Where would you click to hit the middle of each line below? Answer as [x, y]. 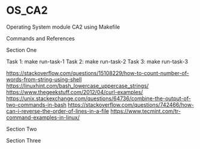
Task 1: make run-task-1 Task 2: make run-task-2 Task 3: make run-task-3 [97, 61]
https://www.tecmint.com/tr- [146, 111]
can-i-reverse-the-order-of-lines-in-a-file [58, 111]
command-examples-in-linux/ [43, 117]
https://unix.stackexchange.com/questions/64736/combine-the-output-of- [99, 98]
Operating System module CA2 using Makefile [63, 27]
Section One [22, 50]
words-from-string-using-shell [44, 79]
